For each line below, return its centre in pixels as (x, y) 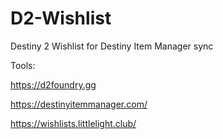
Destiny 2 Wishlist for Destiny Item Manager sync (112, 46)
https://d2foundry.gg (53, 84)
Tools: (23, 65)
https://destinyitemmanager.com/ (79, 104)
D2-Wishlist (61, 18)
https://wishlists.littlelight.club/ (73, 123)
